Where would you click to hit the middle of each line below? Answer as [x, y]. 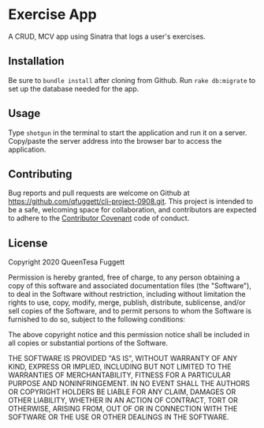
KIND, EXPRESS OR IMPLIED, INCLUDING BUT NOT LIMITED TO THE [120, 367]
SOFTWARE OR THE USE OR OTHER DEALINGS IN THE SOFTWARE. [119, 417]
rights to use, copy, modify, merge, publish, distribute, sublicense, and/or [127, 302]
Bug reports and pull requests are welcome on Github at [99, 193]
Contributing [40, 174]
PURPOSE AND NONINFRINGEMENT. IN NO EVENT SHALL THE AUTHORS [129, 384]
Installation [36, 61]
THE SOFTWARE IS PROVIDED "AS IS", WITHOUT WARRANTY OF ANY [123, 359]
